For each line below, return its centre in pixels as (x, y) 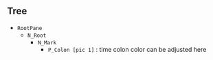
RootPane (30, 28)
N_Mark (47, 43)
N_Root (37, 35)
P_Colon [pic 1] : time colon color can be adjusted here (127, 49)
